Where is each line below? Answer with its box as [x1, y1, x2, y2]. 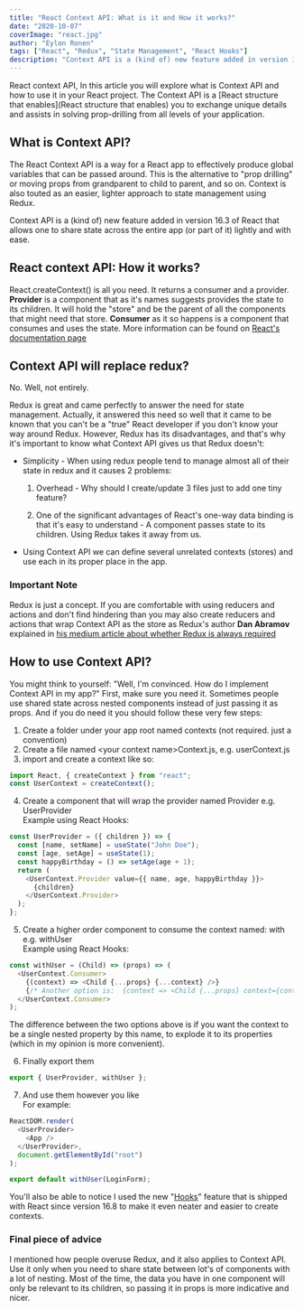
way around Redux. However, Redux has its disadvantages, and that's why [9, 428, 286, 439]
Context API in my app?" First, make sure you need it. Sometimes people [9, 688, 280, 698]
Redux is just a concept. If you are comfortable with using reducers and [9, 599, 275, 610]
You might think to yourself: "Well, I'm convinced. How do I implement [9, 678, 269, 689]
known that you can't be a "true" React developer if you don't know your [9, 419, 279, 430]
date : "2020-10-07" [9, 22, 83, 31]
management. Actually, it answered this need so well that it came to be [9, 409, 272, 420]
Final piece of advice [9, 1233, 102, 1246]
